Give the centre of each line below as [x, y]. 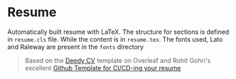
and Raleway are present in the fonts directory [76, 47]
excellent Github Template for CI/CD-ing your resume [103, 68]
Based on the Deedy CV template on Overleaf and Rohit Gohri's [118, 60]
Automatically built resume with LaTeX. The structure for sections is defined [118, 32]
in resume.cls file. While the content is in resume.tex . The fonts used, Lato [115, 39]
